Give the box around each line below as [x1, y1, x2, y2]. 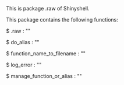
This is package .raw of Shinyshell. [6, 5, 90, 12]
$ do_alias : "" [6, 39, 40, 45]
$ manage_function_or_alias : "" [6, 73, 82, 79]
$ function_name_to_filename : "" [6, 50, 86, 57]
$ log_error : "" [6, 61, 42, 68]
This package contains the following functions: [6, 16, 118, 23]
